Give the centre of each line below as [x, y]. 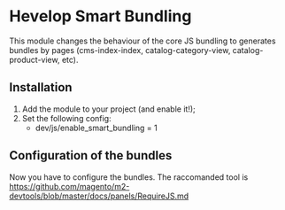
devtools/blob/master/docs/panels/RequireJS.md [99, 196]
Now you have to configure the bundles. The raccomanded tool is [129, 177]
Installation [41, 87]
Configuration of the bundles [91, 156]
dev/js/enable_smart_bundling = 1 [96, 128]
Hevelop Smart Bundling [100, 16]
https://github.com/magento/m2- [69, 186]
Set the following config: [67, 118]
